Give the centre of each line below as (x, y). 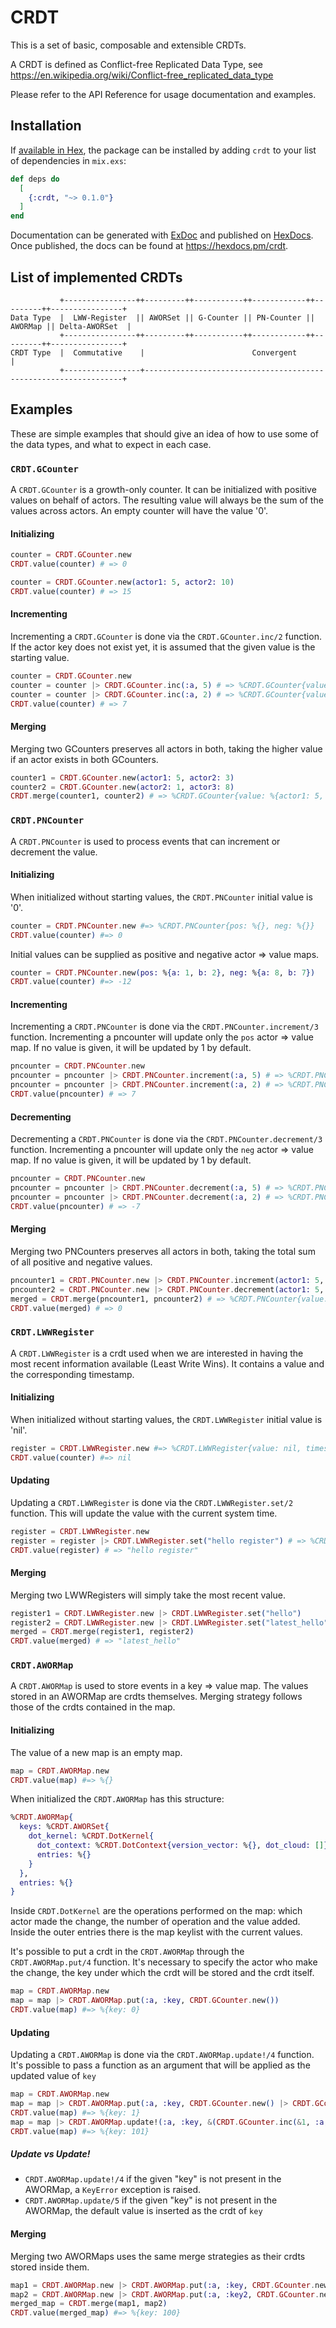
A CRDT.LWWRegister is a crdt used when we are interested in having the (157, 1353)
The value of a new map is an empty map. (96, 1752)
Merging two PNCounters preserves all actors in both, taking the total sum (163, 1251)
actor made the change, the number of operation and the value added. (155, 1922)
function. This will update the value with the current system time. (144, 1513)
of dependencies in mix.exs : (68, 160)
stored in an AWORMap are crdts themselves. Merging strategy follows (156, 1697)
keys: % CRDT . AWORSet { (64, 1827)
